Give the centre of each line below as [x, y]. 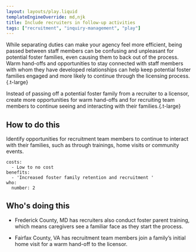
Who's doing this [38, 206]
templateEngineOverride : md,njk [46, 17]
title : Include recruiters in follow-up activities [71, 22]
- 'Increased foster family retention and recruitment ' [83, 178]
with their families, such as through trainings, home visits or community [93, 145]
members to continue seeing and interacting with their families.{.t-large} [94, 106]
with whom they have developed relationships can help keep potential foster [99, 70]
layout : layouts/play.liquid [42, 11]
